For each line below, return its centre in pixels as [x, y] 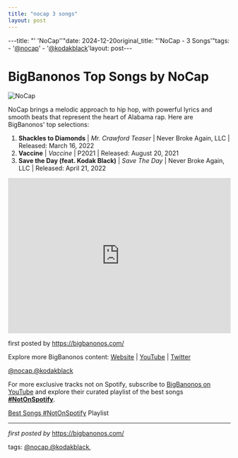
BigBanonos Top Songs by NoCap [108, 77]
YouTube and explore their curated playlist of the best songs [96, 392]
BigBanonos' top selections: [49, 125]
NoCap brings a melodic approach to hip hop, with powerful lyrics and [110, 109]
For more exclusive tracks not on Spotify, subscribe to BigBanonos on [109, 385]
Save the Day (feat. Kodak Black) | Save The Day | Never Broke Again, [121, 161]
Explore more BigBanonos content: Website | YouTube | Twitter [100, 357]
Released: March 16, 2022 [56, 146]
